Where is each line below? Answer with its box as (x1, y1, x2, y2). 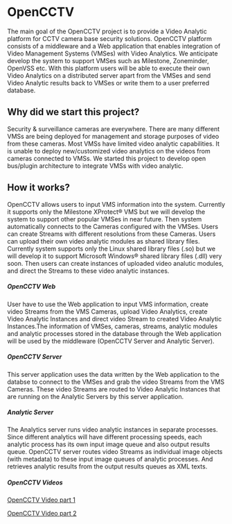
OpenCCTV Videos (7, 478, 64, 487)
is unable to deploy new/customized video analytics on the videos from (7, 146, 211, 155)
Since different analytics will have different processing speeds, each (7, 433, 202, 441)
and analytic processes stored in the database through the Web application (7, 329, 222, 337)
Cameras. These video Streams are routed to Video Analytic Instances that (7, 384, 220, 393)
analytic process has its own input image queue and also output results (7, 440, 210, 448)
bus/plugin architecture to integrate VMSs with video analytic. (7, 161, 184, 170)
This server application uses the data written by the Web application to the (7, 370, 220, 378)
